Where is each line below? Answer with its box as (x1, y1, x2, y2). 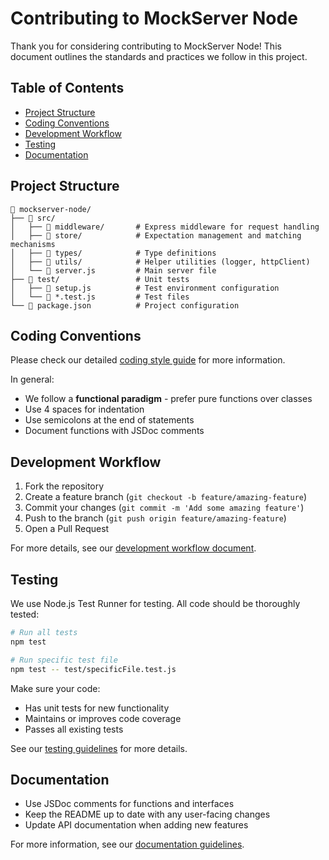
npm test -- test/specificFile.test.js (10, 664, 177, 674)
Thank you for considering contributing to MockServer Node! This (10, 40, 282, 52)
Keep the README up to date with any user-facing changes (24, 808, 271, 821)
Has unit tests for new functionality (24, 702, 170, 714)
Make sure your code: (10, 682, 101, 694)
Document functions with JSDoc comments (24, 425, 205, 437)
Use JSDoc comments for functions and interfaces (24, 798, 235, 810)
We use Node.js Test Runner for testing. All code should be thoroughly (10, 598, 301, 609)
